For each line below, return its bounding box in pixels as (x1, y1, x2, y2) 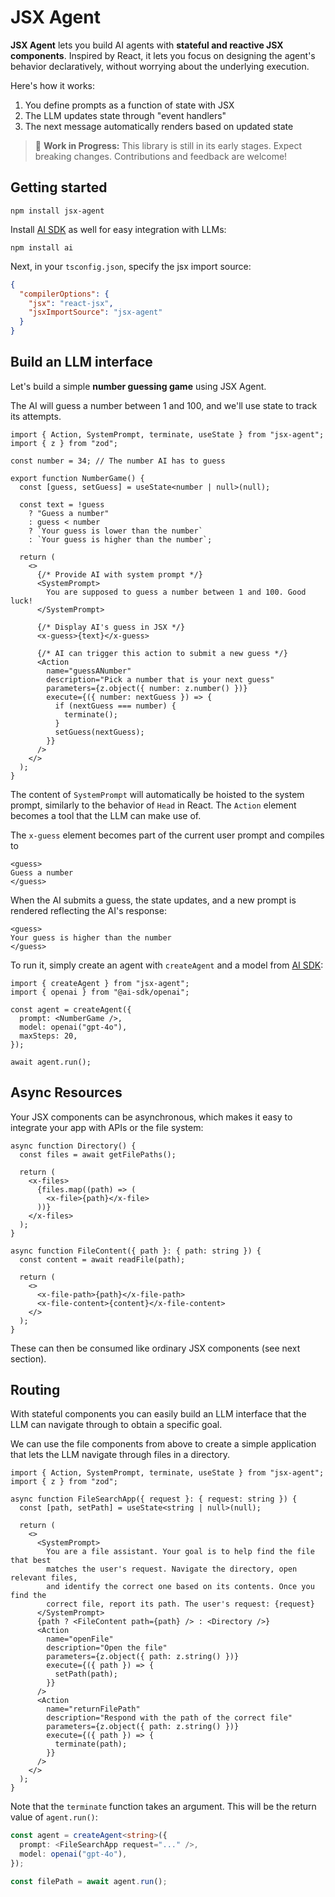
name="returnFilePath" (46, 1704, 141, 1715)
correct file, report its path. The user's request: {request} (46, 1599, 315, 1610)
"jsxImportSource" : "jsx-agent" (28, 307, 163, 318)
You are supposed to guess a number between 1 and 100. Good (46, 587, 307, 597)
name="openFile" (46, 1634, 114, 1645)
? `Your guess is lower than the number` (28, 526, 203, 536)
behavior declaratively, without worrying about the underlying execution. (10, 60, 310, 72)
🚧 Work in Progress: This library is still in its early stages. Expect (34, 139, 303, 151)
